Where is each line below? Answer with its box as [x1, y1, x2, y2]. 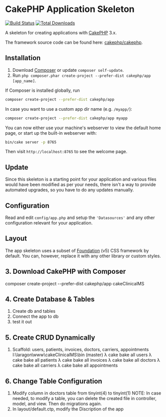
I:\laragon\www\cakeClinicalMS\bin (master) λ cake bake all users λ [12, 352, 152, 358]
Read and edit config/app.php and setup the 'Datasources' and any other [5, 214, 155, 220]
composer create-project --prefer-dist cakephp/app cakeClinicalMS [5, 280, 145, 286]
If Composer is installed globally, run [5, 87, 81, 93]
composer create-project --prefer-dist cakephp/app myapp [5, 116, 128, 121]
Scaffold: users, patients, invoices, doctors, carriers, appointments [12, 347, 149, 353]
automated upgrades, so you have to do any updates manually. [5, 187, 134, 193]
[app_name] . [12, 77, 36, 83]
